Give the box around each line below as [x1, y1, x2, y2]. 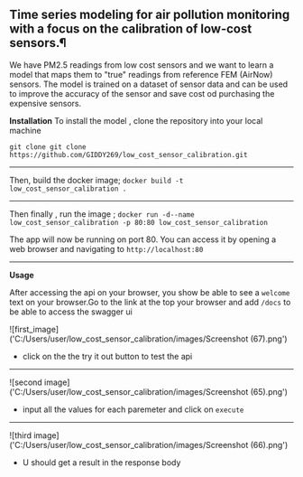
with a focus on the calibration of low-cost [9, 22, 252, 37]
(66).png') [250, 439, 289, 450]
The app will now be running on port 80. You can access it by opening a [9, 234, 277, 245]
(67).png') [250, 333, 288, 344]
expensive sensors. [9, 98, 82, 108]
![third [9, 429, 32, 441]
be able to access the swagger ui [9, 306, 133, 317]
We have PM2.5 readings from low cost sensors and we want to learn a [9, 59, 274, 70]
